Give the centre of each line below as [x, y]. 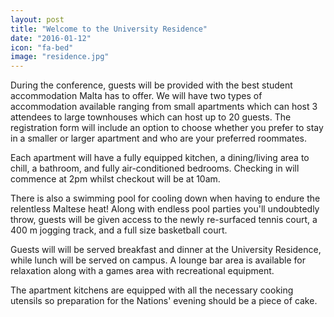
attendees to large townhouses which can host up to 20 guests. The [151, 117]
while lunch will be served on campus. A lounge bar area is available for [158, 260]
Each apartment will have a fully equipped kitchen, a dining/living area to [160, 158]
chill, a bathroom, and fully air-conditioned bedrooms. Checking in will [155, 168]
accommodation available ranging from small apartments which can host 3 [164, 107]
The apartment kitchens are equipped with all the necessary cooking [152, 290]
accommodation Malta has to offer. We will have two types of [136, 96]
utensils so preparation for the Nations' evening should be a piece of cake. [164, 301]
